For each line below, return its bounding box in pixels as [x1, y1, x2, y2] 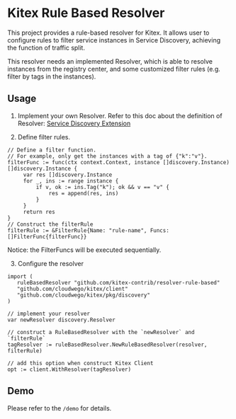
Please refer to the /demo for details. [7, 403, 112, 412]
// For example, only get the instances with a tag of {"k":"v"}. [7, 152, 208, 160]
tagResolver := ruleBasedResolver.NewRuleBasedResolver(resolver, [7, 341, 208, 348]
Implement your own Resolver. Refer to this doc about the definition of [17, 111, 223, 120]
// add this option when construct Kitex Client [7, 360, 154, 367]
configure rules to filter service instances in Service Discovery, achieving [7, 35, 221, 44]
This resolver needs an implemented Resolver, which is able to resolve [7, 57, 213, 65]
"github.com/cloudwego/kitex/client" [16, 285, 129, 292]
